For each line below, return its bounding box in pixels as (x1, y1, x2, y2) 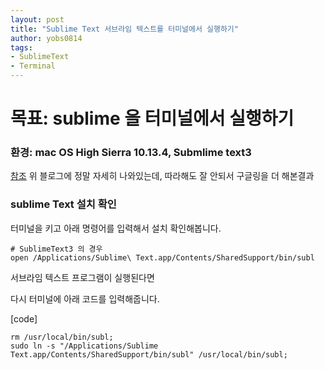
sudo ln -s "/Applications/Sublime (10, 341, 159, 351)
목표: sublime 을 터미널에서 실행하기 (10, 107, 295, 130)
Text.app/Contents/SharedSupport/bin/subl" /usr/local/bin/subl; (10, 349, 288, 360)
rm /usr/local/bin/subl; (10, 332, 114, 342)
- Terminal (10, 61, 56, 71)
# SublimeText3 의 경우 (10, 244, 103, 254)
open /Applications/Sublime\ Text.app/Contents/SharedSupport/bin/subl (10, 252, 315, 263)
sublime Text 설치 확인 (10, 197, 117, 211)
